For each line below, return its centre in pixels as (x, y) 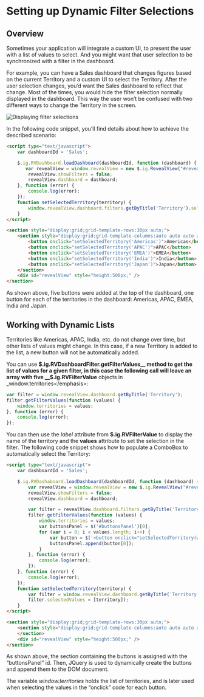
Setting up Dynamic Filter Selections (100, 11)
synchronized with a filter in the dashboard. (61, 61)
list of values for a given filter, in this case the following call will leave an (99, 370)
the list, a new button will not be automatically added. (73, 352)
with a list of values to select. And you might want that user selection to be (100, 55)
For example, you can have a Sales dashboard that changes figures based (99, 73)
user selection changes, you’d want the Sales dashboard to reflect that (95, 86)
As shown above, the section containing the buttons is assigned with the (97, 656)
